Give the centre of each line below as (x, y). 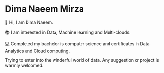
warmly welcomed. (24, 65)
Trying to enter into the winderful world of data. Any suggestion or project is (82, 60)
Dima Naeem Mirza (45, 9)
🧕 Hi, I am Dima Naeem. (29, 22)
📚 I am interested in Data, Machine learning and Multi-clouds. (68, 32)
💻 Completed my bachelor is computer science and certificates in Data (77, 44)
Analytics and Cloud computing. (38, 51)
